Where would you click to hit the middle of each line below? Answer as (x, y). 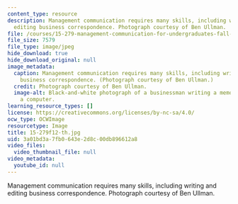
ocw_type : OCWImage (36, 119)
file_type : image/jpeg (41, 47)
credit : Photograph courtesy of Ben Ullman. (80, 86)
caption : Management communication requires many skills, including (117, 73)
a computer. (38, 100)
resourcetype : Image (38, 126)
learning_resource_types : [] (50, 106)
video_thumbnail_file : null (55, 152)
